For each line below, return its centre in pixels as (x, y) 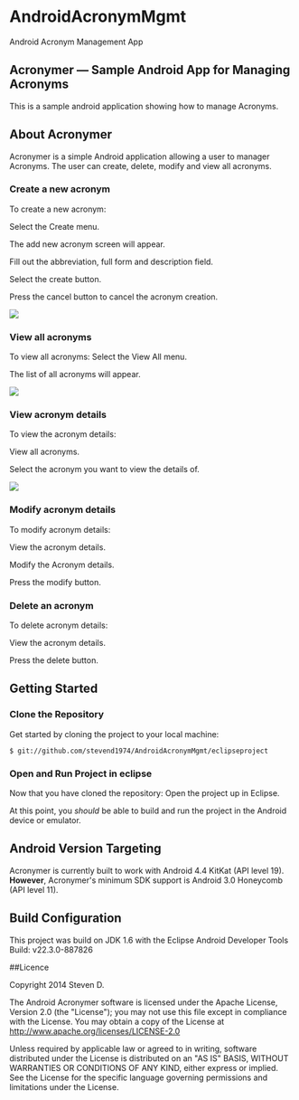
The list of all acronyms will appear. (75, 375)
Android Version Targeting (85, 849)
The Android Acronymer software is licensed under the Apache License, (144, 1002)
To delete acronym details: (59, 625)
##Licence (29, 967)
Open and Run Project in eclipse (81, 773)
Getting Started (54, 689)
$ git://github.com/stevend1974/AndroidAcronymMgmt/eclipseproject (139, 751)
